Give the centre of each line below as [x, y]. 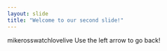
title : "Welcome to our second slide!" [66, 20]
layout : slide [28, 14]
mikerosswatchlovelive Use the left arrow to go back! [84, 40]
